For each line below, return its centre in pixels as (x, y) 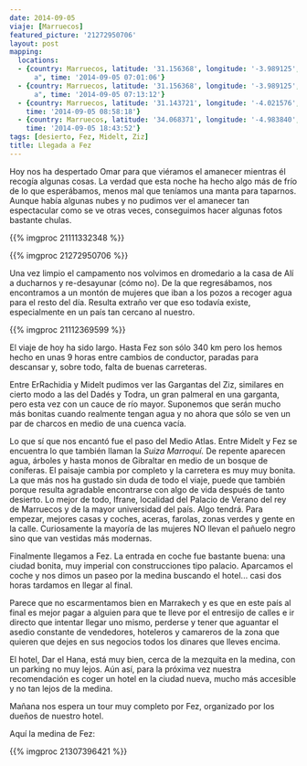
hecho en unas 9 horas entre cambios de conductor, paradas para (134, 356)
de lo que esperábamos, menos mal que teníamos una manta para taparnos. (153, 191)
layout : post (34, 43)
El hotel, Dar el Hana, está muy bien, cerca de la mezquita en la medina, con (153, 659)
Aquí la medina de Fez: (53, 733)
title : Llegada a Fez (51, 145)
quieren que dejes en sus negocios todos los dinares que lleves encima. (145, 642)
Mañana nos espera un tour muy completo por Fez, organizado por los (142, 706)
